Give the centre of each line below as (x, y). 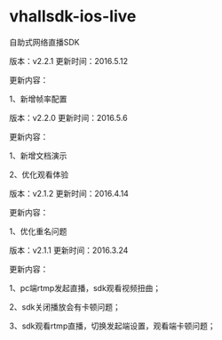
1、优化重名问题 (38, 231)
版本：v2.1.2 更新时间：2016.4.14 (69, 193)
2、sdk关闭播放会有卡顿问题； (65, 307)
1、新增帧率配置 (38, 99)
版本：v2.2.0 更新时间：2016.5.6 (68, 117)
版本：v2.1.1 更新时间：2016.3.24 (69, 250)
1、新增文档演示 (38, 155)
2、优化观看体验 (39, 174)
